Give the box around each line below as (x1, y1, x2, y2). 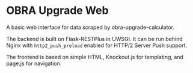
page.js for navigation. (6, 60, 62, 67)
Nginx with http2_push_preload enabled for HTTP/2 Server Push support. (6, 42, 188, 49)
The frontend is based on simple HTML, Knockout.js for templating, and (6, 53, 183, 60)
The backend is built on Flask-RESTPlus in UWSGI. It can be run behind (6, 35, 183, 42)
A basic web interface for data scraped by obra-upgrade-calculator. (6, 24, 175, 31)
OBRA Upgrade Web (6, 4, 109, 17)
